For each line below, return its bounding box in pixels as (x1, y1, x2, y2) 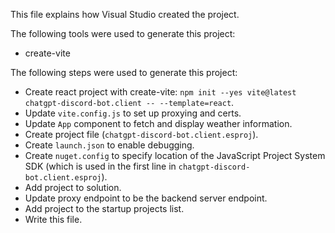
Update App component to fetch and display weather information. (24, 118, 293, 129)
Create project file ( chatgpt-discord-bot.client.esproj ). (24, 129, 259, 140)
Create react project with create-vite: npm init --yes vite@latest (24, 86, 297, 98)
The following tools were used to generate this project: (10, 28, 236, 39)
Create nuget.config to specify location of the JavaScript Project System (24, 150, 326, 161)
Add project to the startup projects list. (24, 203, 185, 214)
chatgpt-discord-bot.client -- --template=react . (24, 97, 235, 108)
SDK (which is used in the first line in (24, 160, 177, 172)
